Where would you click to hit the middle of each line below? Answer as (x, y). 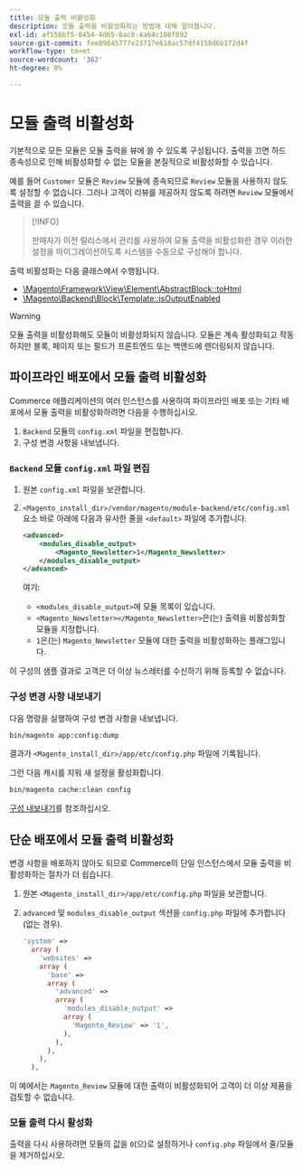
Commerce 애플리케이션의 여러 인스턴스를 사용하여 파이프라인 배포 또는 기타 (145, 401)
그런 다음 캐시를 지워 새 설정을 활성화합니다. (87, 773)
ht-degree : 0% (36, 69)
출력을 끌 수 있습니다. (47, 203)
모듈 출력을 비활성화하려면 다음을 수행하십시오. (115, 411)
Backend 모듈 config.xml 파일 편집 (80, 468)
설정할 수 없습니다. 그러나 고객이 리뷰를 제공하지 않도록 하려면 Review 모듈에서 (156, 192)
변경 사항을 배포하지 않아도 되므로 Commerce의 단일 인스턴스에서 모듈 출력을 (146, 863)
